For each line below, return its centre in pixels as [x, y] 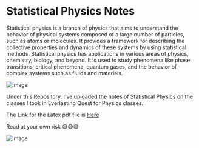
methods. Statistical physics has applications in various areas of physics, [98, 53]
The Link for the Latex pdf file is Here [53, 115]
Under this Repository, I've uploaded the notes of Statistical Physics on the [99, 96]
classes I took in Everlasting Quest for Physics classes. [75, 103]
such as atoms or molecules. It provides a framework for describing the [96, 41]
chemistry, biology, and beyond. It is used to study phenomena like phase [98, 60]
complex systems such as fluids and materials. [65, 73]
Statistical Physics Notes [71, 11]
